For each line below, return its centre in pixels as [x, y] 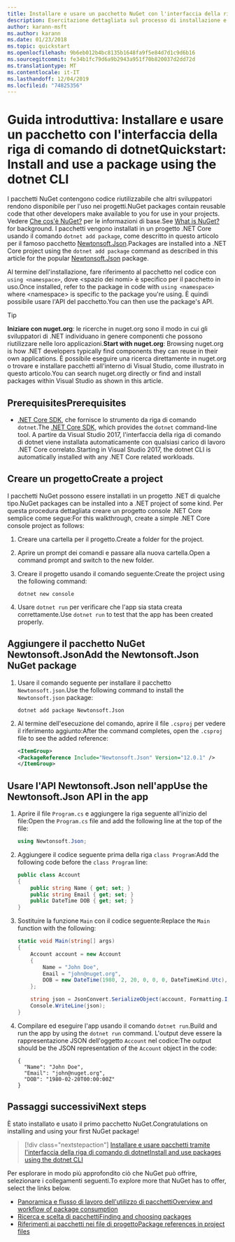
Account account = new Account [76, 954]
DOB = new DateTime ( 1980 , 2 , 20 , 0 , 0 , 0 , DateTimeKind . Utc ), [135, 980]
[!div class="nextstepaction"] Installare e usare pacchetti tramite [117, 1145]
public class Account [49, 875]
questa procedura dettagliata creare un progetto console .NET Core [105, 510]
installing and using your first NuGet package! [73, 1131]
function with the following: [57, 928]
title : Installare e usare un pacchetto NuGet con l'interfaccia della [114, 14]
